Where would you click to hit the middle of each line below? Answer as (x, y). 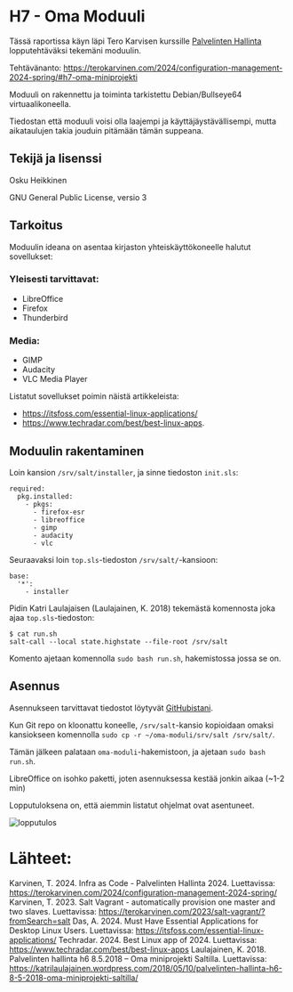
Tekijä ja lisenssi (55, 159)
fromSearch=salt (40, 921)
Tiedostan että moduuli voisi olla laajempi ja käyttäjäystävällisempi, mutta (143, 121)
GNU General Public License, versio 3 (78, 197)
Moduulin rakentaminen (77, 451)
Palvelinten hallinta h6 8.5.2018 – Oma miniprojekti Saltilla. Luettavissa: (138, 958)
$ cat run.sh (33, 634)
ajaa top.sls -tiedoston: (52, 617)
